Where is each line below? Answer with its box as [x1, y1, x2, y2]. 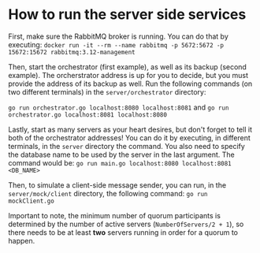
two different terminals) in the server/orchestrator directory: [8, 87, 206, 96]
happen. [8, 236, 35, 245]
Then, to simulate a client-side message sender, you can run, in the [8, 180, 227, 190]
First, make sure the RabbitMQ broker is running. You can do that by [8, 32, 228, 41]
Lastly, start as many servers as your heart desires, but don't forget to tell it [8, 125, 252, 134]
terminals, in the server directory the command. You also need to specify [8, 141, 246, 151]
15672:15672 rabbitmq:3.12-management [8, 48, 136, 56]
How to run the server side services [8, 6, 247, 24]
